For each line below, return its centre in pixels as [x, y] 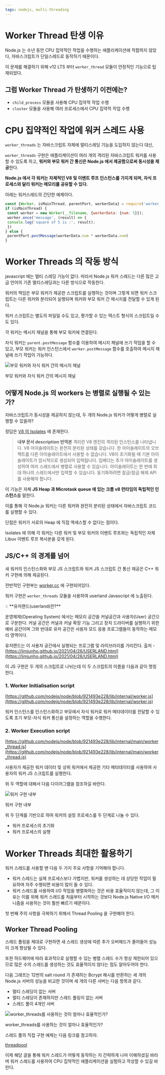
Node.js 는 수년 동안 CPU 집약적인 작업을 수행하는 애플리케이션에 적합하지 [76, 50]
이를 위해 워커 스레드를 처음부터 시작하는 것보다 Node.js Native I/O [86, 897]
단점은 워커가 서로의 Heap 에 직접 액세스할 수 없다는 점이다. [62, 522]
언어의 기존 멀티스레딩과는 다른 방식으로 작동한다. [57, 283]
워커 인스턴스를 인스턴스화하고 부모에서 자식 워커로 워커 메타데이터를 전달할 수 [80, 712]
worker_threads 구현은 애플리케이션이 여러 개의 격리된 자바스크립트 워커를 [76, 155]
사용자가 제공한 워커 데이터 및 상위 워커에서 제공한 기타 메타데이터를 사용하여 [79, 767]
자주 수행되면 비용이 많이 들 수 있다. [59, 885]
